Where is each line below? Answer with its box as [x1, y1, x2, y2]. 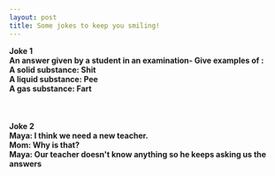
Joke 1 [9, 45, 34, 56]
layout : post [9, 12, 57, 22]
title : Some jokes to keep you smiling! [9, 21, 161, 30]
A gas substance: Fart [9, 83, 92, 94]
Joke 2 [9, 120, 35, 131]
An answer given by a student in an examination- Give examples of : [9, 55, 264, 65]
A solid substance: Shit [9, 64, 96, 75]
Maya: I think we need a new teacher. [9, 130, 149, 141]
